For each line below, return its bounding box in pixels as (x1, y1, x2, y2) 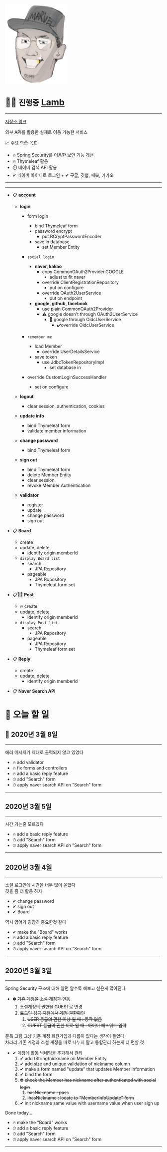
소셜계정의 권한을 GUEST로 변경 (19, 1004, 83, 1010)
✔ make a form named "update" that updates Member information (19, 1066, 155, 1072)
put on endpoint (49, 295, 82, 301)
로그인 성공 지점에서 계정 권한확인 (19, 1010, 85, 1016)
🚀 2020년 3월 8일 (5, 731, 58, 739)
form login (27, 213, 49, 219)
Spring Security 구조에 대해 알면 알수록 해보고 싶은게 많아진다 (5, 985, 126, 991)
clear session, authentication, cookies (27, 403, 105, 409)
